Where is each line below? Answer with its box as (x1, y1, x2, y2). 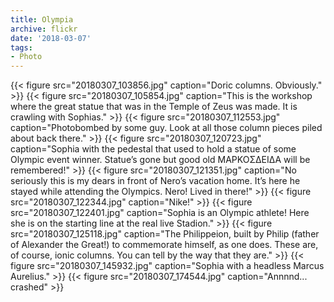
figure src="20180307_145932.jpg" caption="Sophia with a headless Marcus (10, 260, 325, 272)
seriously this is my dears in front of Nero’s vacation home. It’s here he (10, 175, 301, 187)
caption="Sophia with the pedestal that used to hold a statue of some (10, 143, 297, 155)
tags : (10, 42, 33, 53)
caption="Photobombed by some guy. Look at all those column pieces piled (10, 122, 323, 134)
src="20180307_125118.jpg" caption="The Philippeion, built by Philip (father (10, 228, 320, 240)
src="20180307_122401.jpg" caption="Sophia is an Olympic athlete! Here (10, 207, 310, 219)
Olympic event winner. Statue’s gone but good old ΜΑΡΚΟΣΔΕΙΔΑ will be (10, 154, 311, 166)
